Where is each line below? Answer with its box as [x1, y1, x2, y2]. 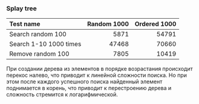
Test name [9, 20, 41, 28]
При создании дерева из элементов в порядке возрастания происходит [6, 65, 194, 73]
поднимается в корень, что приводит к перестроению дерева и [6, 85, 172, 92]
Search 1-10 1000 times [9, 40, 82, 48]
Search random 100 [9, 30, 67, 39]
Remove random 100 [9, 50, 70, 58]
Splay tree [6, 4, 38, 13]
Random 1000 [86, 20, 129, 28]
